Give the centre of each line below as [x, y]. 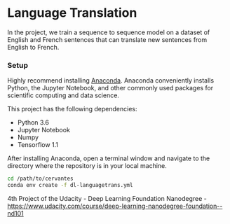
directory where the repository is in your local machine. [87, 166]
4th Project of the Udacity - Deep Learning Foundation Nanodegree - [107, 198]
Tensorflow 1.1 [38, 145]
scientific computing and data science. [63, 95]
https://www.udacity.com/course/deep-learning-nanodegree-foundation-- [115, 206]
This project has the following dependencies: [72, 109]
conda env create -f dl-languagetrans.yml [70, 185]
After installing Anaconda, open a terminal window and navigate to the [109, 158]
